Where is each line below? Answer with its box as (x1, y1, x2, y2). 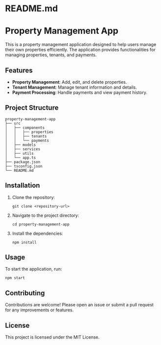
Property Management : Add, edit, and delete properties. (12, 79, 127, 85)
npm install (12, 240, 37, 245)
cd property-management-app (12, 222, 69, 227)
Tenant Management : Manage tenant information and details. (12, 84, 137, 90)
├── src (5, 121, 21, 126)
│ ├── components (5, 125, 45, 130)
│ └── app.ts (5, 155, 36, 160)
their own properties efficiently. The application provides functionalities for (5, 47, 156, 53)
